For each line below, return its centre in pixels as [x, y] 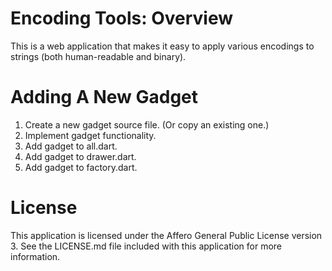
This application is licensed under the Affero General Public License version [166, 235]
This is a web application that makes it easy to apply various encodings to [162, 46]
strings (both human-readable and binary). [98, 56]
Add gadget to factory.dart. [81, 167]
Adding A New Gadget [104, 97]
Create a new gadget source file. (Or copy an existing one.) [147, 124]
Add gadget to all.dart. [71, 146]
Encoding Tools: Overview [122, 18]
